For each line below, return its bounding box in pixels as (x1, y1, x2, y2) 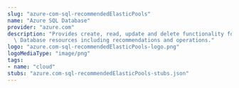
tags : (7, 57, 23, 64)
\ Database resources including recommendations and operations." (14, 37, 215, 44)
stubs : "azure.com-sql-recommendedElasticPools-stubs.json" (7, 70, 190, 77)
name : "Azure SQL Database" (7, 17, 91, 24)
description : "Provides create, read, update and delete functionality (7, 30, 224, 38)
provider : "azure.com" (7, 23, 75, 31)
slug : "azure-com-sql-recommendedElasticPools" (7, 10, 152, 18)
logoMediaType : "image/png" (7, 50, 91, 57)
